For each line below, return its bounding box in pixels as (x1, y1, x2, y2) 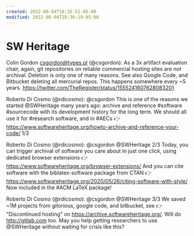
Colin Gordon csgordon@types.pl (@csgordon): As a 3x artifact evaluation (6, 59, 187, 66)
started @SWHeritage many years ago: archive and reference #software (6, 102, 182, 109)
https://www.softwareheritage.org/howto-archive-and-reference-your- (6, 124, 179, 131)
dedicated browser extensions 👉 (6, 154, 88, 161)
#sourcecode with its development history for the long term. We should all (6, 108, 187, 115)
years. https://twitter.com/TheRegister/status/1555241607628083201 (6, 84, 174, 92)
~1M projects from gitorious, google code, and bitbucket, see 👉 (6, 202, 163, 209)
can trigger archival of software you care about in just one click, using (6, 147, 177, 154)
